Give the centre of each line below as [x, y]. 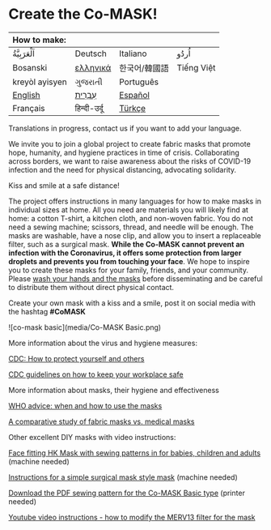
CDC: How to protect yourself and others [76, 358]
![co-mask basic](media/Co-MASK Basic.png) [85, 327]
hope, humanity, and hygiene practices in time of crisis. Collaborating [124, 152]
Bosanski [30, 67]
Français [29, 108]
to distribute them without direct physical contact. [91, 287]
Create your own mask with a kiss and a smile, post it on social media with [132, 303]
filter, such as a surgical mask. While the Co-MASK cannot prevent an [127, 244]
